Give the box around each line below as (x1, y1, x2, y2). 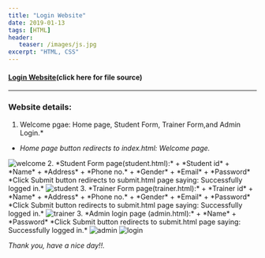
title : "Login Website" (8, 11, 87, 20)
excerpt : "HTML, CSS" (8, 48, 80, 56)
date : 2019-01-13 (8, 19, 65, 27)
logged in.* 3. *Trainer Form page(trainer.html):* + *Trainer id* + (8, 183, 254, 193)
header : (8, 33, 34, 42)
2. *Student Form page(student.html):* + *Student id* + (47, 158, 230, 168)
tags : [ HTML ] (8, 26, 51, 34)
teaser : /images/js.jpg (18, 41, 97, 49)
